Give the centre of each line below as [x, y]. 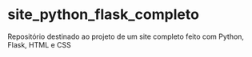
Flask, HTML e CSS [39, 44]
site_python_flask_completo [103, 15]
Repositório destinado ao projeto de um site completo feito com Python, [126, 36]
